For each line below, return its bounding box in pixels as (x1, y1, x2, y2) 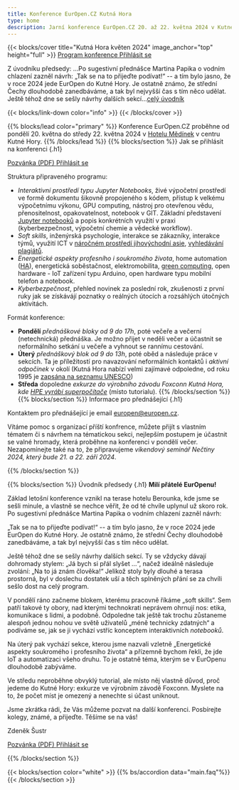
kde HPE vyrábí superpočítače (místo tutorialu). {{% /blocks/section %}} (17, 388, 231, 396)
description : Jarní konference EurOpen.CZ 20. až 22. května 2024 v (7, 23, 215, 31)
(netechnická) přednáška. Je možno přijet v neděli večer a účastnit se (17, 335, 223, 343)
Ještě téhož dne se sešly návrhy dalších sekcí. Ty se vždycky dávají (7, 552, 206, 560)
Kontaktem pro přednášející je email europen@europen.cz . (7, 409, 179, 417)
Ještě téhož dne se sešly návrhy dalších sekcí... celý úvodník (7, 95, 185, 103)
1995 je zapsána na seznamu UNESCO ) (17, 373, 134, 381)
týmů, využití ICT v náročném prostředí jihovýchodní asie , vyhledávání (17, 239, 224, 247)
